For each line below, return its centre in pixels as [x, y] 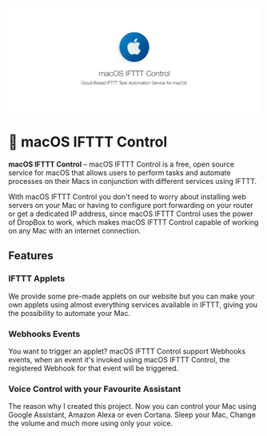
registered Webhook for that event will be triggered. [94, 368]
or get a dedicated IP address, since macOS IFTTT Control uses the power [131, 214]
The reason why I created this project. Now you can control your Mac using [132, 406]
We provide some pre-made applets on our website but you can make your [132, 296]
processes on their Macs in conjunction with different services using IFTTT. [133, 182]
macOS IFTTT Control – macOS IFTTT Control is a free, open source [121, 164]
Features [31, 256]
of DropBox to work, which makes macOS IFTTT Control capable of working [133, 222]
